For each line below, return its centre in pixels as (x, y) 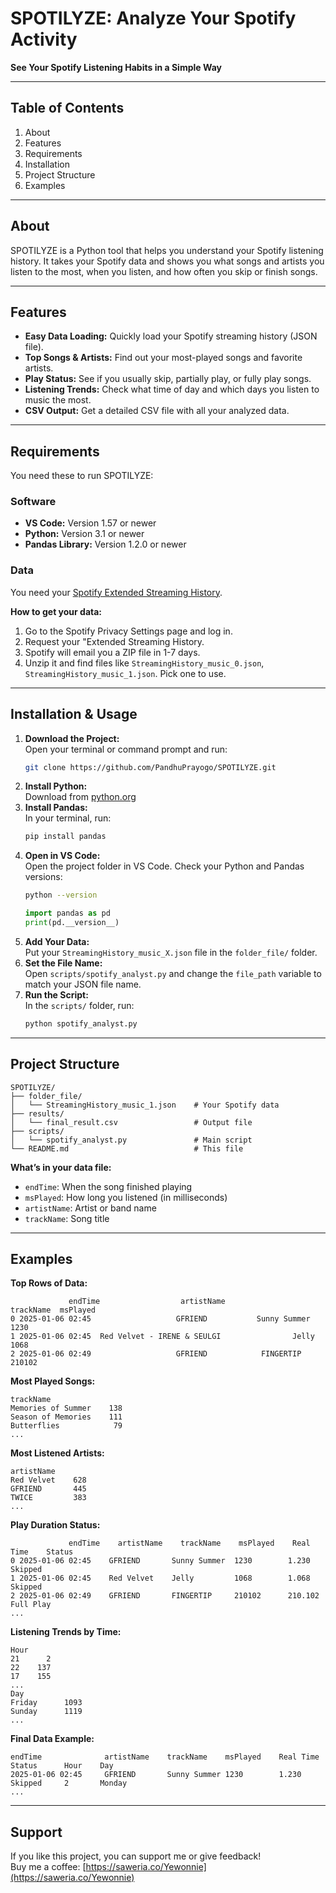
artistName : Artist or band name (90, 1208)
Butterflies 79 (66, 1426)
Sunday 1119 (46, 1712)
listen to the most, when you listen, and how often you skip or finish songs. (164, 271)
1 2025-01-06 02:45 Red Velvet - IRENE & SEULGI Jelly (162, 1337)
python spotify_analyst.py (81, 1023)
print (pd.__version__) (72, 923)
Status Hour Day (62, 1766)
